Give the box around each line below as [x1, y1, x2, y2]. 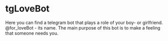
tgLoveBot [5, 3, 50, 14]
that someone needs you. [5, 30, 59, 36]
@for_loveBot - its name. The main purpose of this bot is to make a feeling [5, 24, 161, 30]
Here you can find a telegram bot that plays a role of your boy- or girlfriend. [5, 19, 163, 25]
